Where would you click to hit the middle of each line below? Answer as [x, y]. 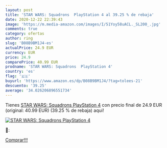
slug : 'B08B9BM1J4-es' [29, 43]
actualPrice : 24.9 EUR [29, 48]
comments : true [21, 29]
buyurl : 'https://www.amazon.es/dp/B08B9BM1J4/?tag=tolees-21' [74, 81]
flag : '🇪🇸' [18, 76]
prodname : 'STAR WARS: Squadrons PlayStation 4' [59, 67]
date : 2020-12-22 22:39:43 [34, 19]
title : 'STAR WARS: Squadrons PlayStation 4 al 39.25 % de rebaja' [80, 15]
